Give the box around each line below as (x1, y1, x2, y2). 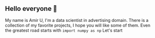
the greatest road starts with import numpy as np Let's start (5, 27, 123, 33)
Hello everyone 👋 (5, 5, 57, 13)
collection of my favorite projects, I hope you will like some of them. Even (5, 22, 151, 28)
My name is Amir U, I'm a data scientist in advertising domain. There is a (5, 17, 149, 23)
